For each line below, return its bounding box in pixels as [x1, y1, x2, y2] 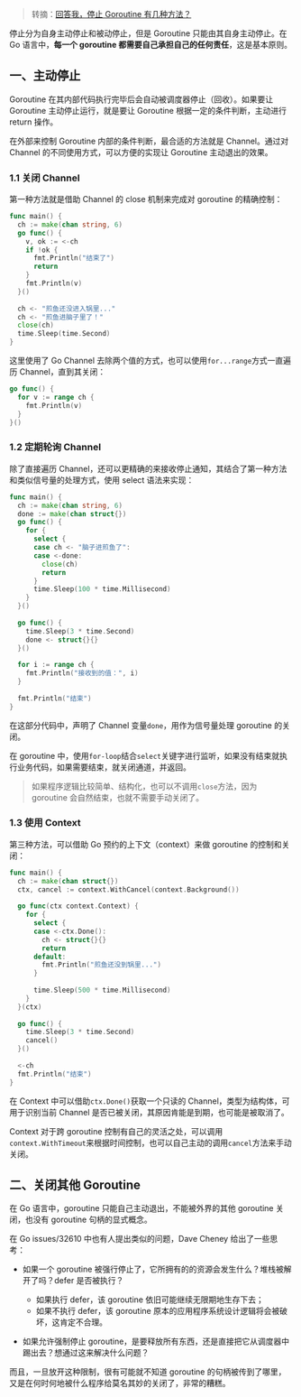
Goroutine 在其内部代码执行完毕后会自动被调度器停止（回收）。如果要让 [9, 94, 273, 105]
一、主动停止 [9, 68, 81, 84]
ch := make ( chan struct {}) [17, 876, 119, 885]
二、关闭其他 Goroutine [9, 1177, 141, 1192]
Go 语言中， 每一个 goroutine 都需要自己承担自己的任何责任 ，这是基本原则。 [9, 40, 293, 50]
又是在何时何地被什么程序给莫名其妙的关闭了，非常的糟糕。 [9, 1378, 231, 1389]
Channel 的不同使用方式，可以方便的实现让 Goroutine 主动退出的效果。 [9, 146, 273, 157]
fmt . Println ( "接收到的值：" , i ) [25, 669, 139, 678]
